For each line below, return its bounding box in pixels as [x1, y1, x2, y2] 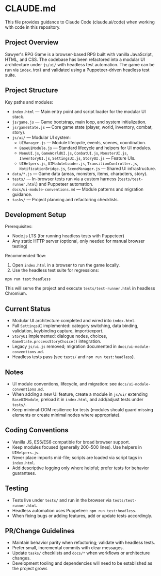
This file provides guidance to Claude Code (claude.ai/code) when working [5, 19, 155, 25]
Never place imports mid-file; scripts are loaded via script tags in [12, 454, 142, 461]
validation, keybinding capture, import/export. [12, 328, 104, 334]
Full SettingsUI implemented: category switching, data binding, [12, 323, 139, 329]
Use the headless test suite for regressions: [12, 268, 99, 273]
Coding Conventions [5, 426, 69, 434]
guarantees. [12, 470, 36, 476]
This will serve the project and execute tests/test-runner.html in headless [5, 286, 155, 291]
